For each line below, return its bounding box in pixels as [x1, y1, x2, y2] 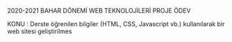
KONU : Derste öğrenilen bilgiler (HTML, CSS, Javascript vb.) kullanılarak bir [7, 20, 225, 28]
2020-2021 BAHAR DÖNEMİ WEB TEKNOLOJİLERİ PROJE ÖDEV [7, 7, 191, 14]
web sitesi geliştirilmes [7, 28, 72, 35]
